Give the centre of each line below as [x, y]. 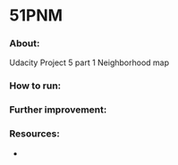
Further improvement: [58, 110]
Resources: [34, 134]
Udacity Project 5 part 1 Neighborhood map [89, 62]
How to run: [35, 86]
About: [25, 44]
